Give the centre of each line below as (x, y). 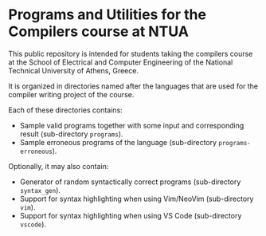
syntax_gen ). (40, 190)
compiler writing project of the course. (71, 94)
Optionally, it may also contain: (59, 166)
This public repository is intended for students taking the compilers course (131, 53)
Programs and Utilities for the (108, 15)
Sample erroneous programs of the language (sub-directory (118, 142)
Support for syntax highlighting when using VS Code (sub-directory (131, 215)
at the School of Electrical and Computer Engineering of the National (121, 62)
